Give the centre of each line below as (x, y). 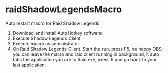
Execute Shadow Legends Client (46, 38)
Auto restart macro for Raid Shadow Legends (53, 23)
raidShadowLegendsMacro (64, 9)
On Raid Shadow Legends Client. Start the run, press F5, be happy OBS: (88, 49)
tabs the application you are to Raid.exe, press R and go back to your (85, 59)
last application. (29, 65)
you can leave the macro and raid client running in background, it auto (86, 54)
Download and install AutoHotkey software (57, 33)
